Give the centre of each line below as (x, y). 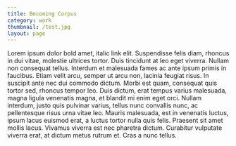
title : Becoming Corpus (42, 14)
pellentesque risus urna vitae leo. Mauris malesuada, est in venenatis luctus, (118, 113)
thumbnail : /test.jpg (39, 27)
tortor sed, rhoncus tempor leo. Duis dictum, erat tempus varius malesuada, (117, 91)
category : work (30, 20)
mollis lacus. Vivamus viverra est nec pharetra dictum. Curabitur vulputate (115, 128)
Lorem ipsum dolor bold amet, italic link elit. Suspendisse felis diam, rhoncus (118, 53)
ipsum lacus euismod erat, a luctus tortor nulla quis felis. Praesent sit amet (115, 121)
